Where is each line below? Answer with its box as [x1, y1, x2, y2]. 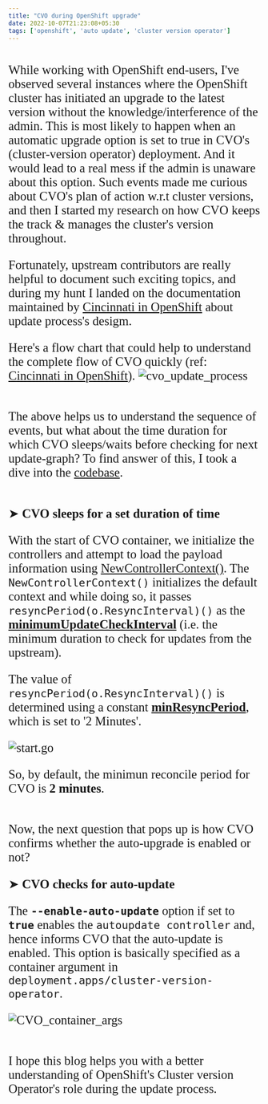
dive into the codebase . [8, 465, 124, 480]
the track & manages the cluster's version [8, 217, 214, 232]
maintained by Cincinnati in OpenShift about [8, 300, 234, 315]
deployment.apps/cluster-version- [8, 974, 214, 988]
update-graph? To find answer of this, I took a [8, 451, 238, 466]
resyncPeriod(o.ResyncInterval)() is [8, 686, 226, 700]
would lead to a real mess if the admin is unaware [8, 161, 256, 176]
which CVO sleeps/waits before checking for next [8, 437, 258, 452]
